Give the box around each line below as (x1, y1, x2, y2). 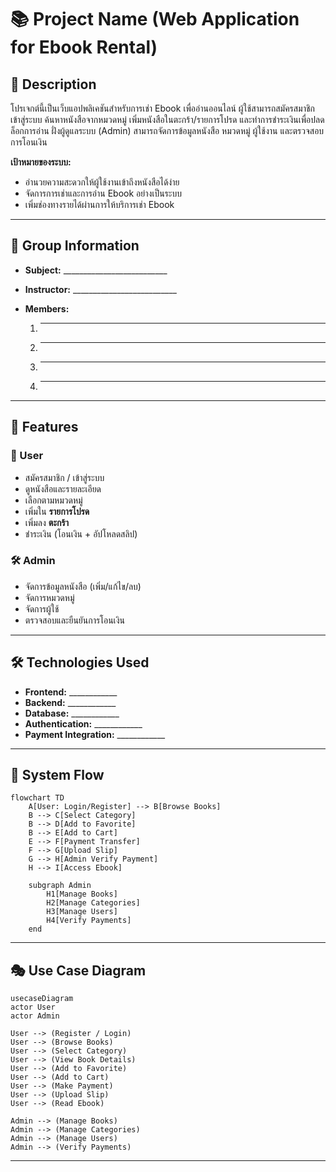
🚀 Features (10, 419, 79, 436)
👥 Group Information (10, 237, 140, 255)
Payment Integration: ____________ (24, 728, 166, 740)
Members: (24, 302, 70, 315)
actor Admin (10, 1011, 60, 1021)
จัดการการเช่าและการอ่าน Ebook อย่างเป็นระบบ (24, 187, 182, 199)
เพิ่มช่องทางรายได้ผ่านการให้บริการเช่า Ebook (24, 199, 175, 210)
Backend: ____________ (24, 696, 117, 708)
